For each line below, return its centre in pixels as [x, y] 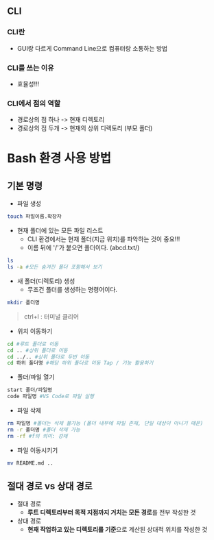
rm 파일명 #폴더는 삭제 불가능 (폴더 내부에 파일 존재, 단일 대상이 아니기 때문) [105, 424]
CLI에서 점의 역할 [34, 103]
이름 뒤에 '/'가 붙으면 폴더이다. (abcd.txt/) [83, 248]
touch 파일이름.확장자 [34, 217]
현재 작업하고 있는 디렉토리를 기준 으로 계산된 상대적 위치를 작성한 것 [117, 530]
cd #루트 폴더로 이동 [33, 344]
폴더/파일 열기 [36, 377]
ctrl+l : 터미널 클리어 [51, 316]
